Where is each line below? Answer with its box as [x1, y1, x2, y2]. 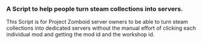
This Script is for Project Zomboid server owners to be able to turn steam [6, 18, 189, 26]
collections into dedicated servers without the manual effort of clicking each [6, 24, 197, 32]
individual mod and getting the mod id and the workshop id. [6, 31, 155, 38]
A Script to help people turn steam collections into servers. [6, 5, 183, 13]
